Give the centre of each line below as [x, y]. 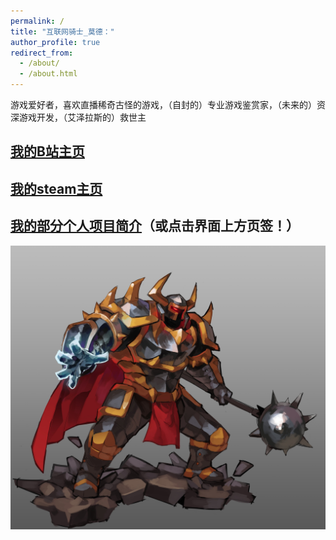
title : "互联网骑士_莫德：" [62, 31]
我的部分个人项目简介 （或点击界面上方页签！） [155, 226]
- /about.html [48, 74]
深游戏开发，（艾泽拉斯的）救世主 [78, 117]
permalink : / [37, 21]
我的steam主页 [56, 188]
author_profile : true [55, 42]
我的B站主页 [47, 151]
